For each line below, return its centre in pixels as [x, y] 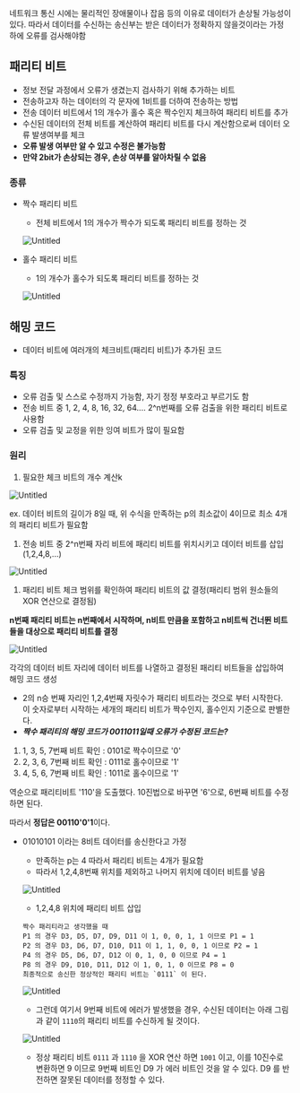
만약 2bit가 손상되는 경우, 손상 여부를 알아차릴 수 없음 [114, 157]
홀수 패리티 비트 [50, 259]
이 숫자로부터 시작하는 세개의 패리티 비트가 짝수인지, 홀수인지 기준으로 [144, 709]
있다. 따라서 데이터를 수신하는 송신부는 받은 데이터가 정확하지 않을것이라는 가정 [147, 24]
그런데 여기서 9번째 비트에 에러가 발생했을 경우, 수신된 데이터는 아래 [154, 1009]
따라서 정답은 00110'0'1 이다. [60, 822]
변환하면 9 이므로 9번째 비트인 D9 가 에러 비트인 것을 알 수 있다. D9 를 [158, 1068]
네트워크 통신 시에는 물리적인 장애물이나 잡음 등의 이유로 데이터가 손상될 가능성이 [150, 13]
